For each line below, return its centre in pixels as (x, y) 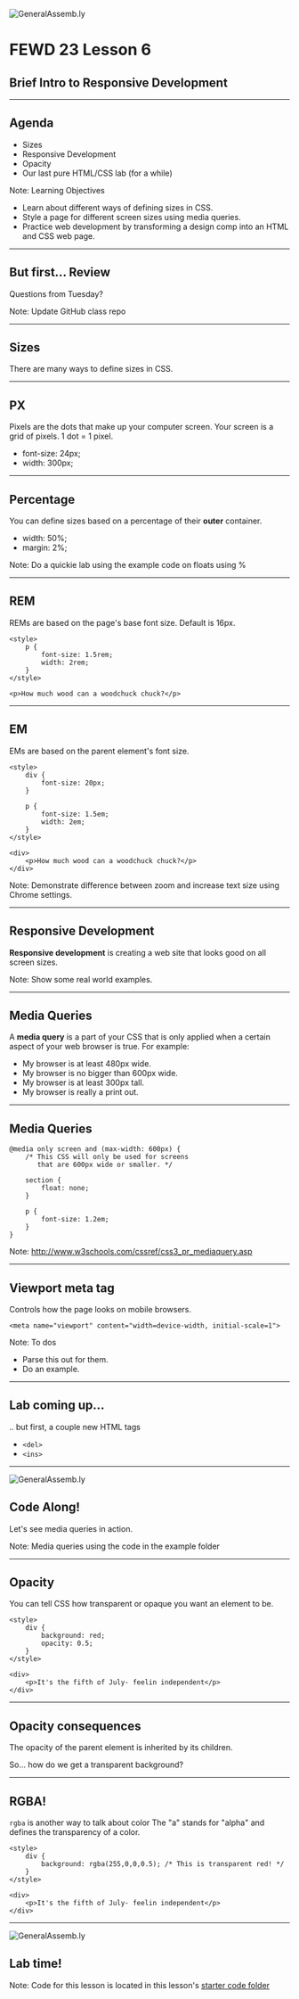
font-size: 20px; (73, 783)
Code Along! (44, 1507)
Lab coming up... (57, 1406)
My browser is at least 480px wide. (86, 1064)
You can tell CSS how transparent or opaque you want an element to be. (141, 1604)
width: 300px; (48, 463)
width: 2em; (64, 822)
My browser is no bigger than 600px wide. (100, 1074)
